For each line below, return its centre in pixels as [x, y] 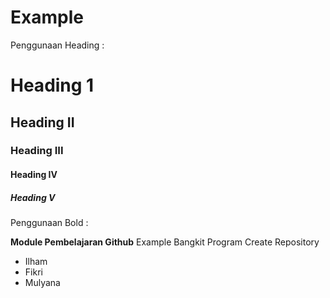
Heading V [33, 197]
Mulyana [42, 282]
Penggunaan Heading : [57, 45]
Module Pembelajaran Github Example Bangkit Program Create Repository [165, 242]
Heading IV [34, 175]
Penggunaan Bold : [49, 222]
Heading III [37, 151]
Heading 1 [52, 85]
